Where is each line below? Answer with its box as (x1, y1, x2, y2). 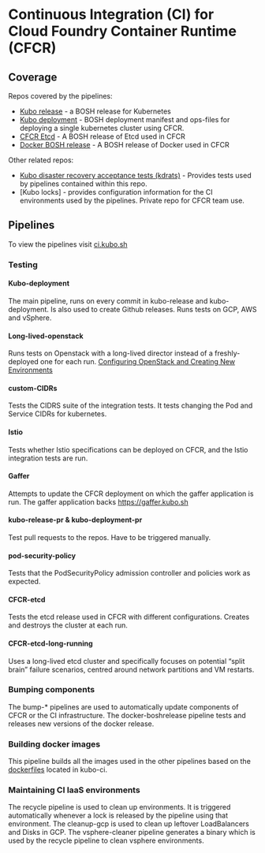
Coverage (8, 70, 58, 84)
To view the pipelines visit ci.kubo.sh (8, 239, 128, 249)
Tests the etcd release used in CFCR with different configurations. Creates (8, 613, 250, 622)
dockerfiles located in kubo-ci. (8, 765, 108, 774)
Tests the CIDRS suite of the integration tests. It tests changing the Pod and (8, 400, 253, 411)
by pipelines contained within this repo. (19, 179, 147, 188)
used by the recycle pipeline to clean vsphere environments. (8, 836, 204, 845)
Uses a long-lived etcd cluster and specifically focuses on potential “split (8, 656, 245, 665)
